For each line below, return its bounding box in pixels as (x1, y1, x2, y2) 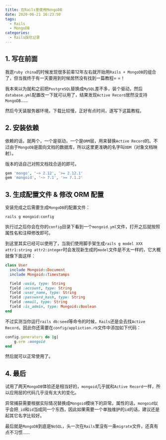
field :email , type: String (9, 299, 68, 305)
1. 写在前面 (5, 55, 38, 63)
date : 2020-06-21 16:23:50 (5, 12, 61, 17)
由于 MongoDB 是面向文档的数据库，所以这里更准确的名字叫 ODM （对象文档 (9, 144, 154, 150)
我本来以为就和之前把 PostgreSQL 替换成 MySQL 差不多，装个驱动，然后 (5, 86, 143, 91)
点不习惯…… (5, 430, 31, 436)
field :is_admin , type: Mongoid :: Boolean (9, 304, 97, 309)
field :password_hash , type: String (9, 295, 85, 300)
